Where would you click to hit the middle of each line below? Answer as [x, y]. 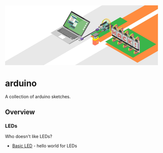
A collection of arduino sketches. [38, 97]
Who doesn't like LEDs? [29, 136]
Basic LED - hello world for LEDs [45, 146]
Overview [20, 112]
